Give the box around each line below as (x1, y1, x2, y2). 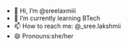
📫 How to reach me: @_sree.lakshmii (13, 22, 122, 30)
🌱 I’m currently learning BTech (13, 14, 101, 22)
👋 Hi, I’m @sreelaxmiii (13, 7, 77, 15)
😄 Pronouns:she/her (13, 32, 74, 40)
